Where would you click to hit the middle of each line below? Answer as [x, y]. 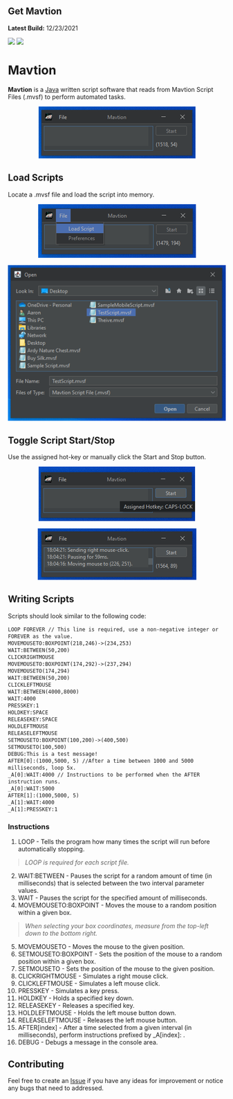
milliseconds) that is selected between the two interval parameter [111, 883]
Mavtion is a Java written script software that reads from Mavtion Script [111, 89]
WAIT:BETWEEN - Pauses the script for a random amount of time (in [115, 876]
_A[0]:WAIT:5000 [31, 788]
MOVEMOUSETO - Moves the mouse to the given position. [101, 947]
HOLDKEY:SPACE [28, 712]
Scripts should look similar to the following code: [77, 616]
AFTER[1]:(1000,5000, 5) [44, 795]
